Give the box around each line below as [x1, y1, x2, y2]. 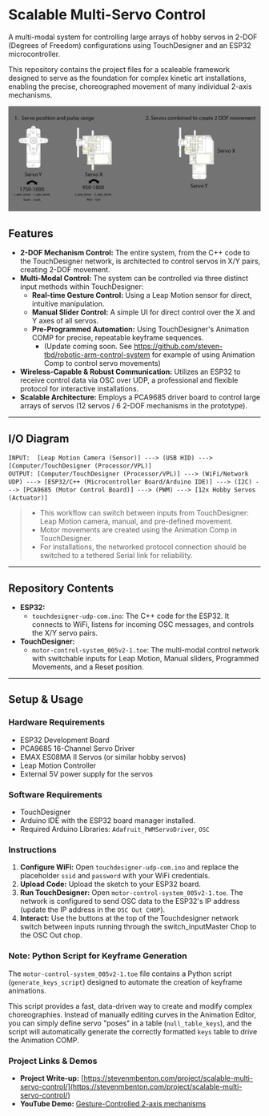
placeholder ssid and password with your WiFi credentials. [19, 871, 211, 881]
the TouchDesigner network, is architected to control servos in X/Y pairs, [19, 256, 261, 266]
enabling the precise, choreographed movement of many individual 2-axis [8, 82, 252, 91]
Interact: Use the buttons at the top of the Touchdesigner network [19, 913, 239, 923]
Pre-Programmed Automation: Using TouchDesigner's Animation [31, 324, 250, 334]
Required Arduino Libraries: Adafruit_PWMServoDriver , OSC [19, 825, 210, 834]
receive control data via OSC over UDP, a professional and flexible [19, 375, 239, 385]
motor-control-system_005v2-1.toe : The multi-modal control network [31, 645, 260, 655]
